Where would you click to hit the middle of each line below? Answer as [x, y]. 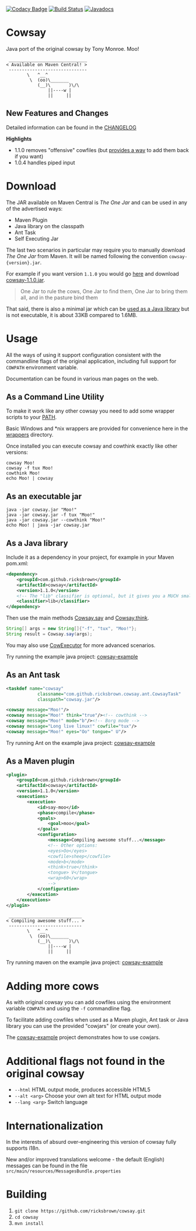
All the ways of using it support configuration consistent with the [84, 355]
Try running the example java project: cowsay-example [72, 656]
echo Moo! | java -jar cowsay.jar [48, 525]
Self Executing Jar [36, 238]
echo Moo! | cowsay [30, 479]
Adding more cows [52, 986]
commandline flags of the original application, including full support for [91, 361]
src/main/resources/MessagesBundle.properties [64, 1171]
